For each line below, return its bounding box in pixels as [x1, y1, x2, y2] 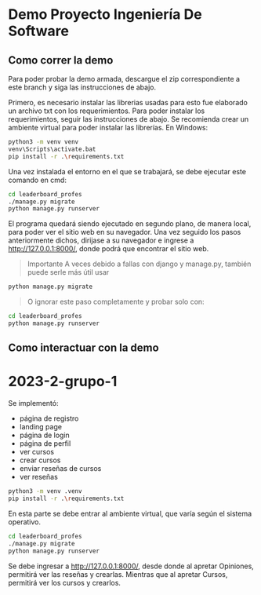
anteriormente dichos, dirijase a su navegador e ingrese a [8, 235, 194, 245]
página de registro [19, 414, 79, 423]
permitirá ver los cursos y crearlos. [8, 578, 121, 587]
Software [8, 22, 69, 40]
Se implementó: [8, 399, 59, 408]
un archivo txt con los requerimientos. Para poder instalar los [8, 106, 205, 115]
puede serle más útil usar [27, 268, 110, 277]
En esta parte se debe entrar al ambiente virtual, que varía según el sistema [8, 509, 252, 518]
